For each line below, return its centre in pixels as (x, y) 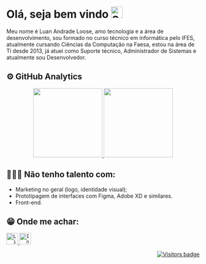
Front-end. (29, 202)
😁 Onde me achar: (43, 221)
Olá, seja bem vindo (58, 14)
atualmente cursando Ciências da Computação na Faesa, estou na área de (101, 44)
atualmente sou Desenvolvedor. (46, 57)
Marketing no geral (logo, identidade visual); (71, 189)
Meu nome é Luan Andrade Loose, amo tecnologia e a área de (85, 31)
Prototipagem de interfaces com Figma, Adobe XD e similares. (94, 196)
